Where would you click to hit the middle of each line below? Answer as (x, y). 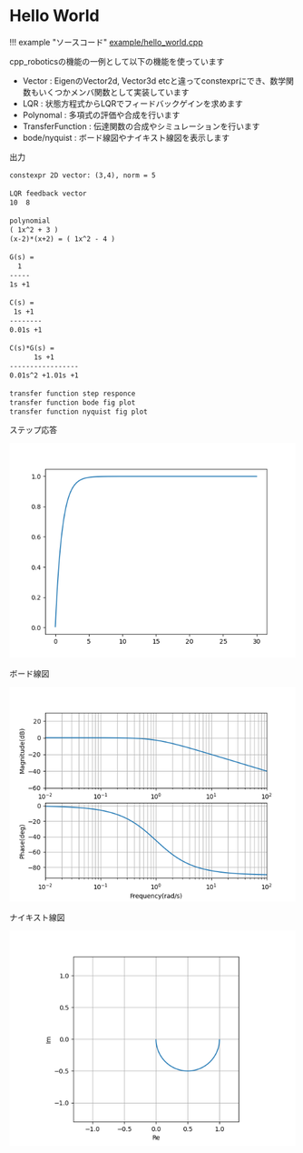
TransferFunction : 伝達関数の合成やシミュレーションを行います (141, 126)
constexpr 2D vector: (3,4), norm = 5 (83, 175)
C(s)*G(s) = (32, 348)
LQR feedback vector (49, 193)
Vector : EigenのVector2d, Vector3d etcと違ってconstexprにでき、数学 (154, 80)
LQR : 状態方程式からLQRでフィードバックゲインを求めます (132, 103)
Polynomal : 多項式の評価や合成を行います (101, 115)
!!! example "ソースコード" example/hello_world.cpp (106, 42)
